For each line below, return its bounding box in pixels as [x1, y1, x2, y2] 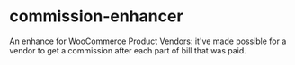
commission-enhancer [9, 6, 183, 27]
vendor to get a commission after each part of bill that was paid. [9, 45, 247, 55]
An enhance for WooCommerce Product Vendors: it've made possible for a [9, 36, 287, 46]
